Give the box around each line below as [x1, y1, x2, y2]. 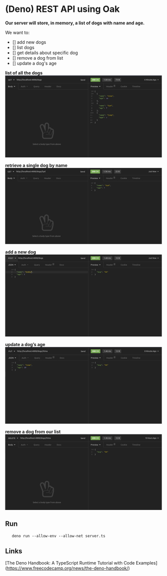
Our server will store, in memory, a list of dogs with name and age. [5, 20, 145, 26]
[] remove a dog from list [12, 55, 64, 61]
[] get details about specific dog [12, 50, 78, 56]
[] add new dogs [12, 39, 46, 45]
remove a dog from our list [5, 429, 61, 434]
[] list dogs [12, 44, 35, 50]
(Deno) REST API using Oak [5, 3, 120, 15]
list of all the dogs [5, 70, 43, 75]
